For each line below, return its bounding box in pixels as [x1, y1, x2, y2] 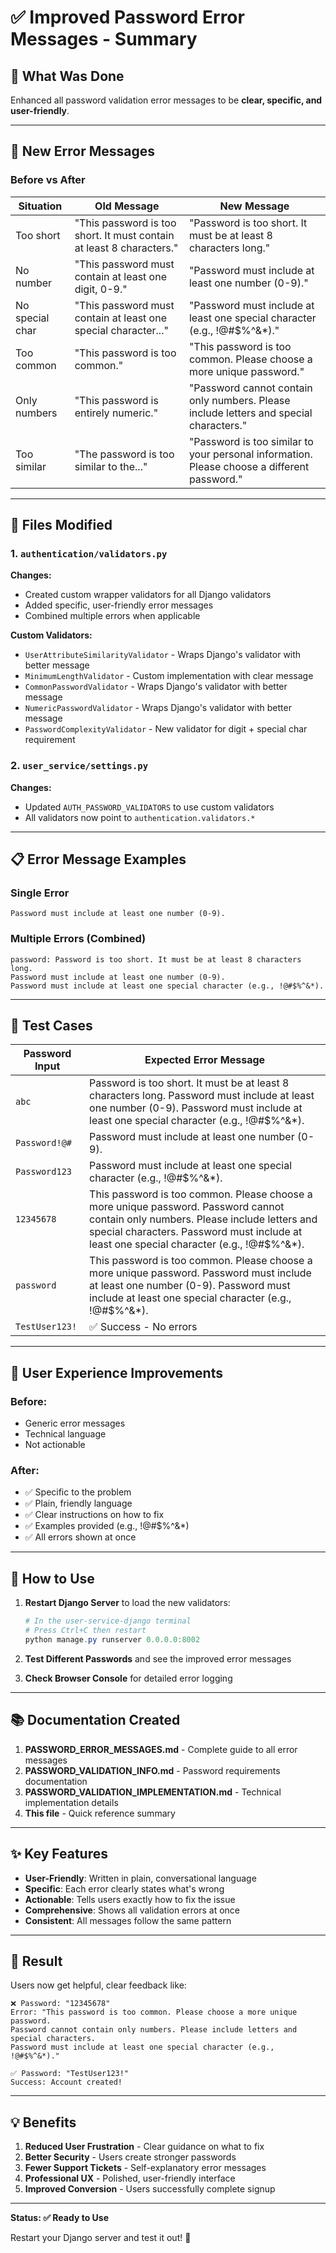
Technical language [24, 1428, 107, 1440]
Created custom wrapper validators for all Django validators [24, 589, 272, 601]
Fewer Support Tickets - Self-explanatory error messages [24, 2162, 267, 2174]
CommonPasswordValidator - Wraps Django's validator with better [24, 681, 288, 693]
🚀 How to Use [10, 1570, 95, 1587]
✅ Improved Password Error [10, 6, 245, 29]
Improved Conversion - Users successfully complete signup [24, 2183, 276, 2195]
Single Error [10, 886, 70, 900]
